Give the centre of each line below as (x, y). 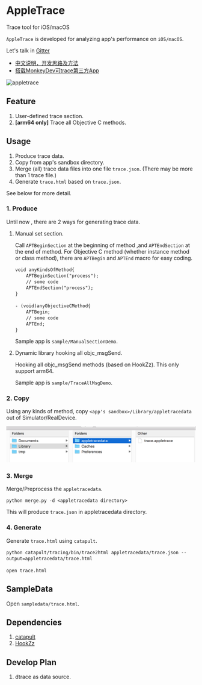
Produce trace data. (39, 156)
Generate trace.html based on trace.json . (68, 181)
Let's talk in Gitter (28, 50)
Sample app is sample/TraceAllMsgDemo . (64, 383)
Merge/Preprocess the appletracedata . (54, 489)
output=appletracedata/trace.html (50, 558)
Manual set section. (39, 233)
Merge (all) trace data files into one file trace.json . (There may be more (104, 169)
